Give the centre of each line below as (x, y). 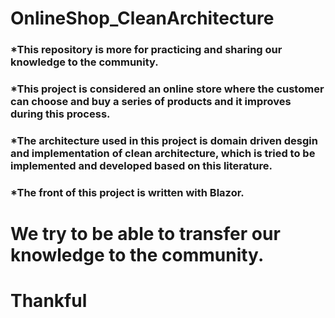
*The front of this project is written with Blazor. (127, 192)
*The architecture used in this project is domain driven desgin (164, 140)
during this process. (60, 114)
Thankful (49, 301)
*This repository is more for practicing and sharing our (146, 50)
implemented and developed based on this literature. (141, 165)
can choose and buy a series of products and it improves (151, 102)
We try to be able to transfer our (145, 234)
